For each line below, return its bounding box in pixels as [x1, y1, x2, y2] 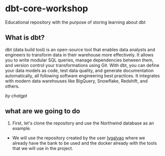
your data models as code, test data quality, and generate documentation [5, 67, 154, 73]
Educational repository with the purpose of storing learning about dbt [5, 19, 146, 25]
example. [12, 125, 31, 131]
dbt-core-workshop [5, 3, 88, 14]
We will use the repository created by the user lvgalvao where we [12, 135, 145, 141]
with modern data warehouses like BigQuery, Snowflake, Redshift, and [5, 78, 148, 84]
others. [5, 83, 20, 89]
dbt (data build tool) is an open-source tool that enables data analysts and [5, 46, 155, 52]
